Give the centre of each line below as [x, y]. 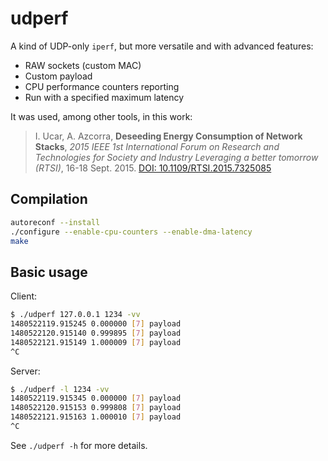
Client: [24, 296]
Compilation [49, 199]
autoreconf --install [55, 222]
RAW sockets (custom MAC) [83, 65]
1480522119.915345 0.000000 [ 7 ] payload [96, 398]
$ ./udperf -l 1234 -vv [60, 389]
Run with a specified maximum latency [104, 97]
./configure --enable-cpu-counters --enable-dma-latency [131, 232]
